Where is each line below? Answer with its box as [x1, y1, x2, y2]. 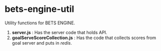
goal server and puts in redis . [11, 40, 72, 46]
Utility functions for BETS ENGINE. [4, 20, 75, 26]
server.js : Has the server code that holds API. [11, 29, 108, 35]
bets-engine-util [4, 3, 74, 15]
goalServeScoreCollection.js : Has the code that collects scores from [11, 35, 157, 41]
